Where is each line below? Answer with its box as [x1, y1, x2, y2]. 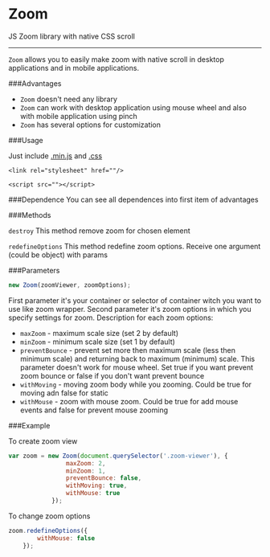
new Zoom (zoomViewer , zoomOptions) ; [8, 281, 131, 289]
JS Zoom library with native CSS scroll [8, 31, 135, 41]
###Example [8, 420, 51, 430]
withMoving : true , [65, 481, 128, 490]
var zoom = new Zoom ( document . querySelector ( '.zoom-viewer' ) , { [8, 452, 228, 460]
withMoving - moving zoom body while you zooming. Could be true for [19, 379, 252, 389]
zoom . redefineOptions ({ [8, 526, 88, 534]
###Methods [8, 210, 51, 219]
